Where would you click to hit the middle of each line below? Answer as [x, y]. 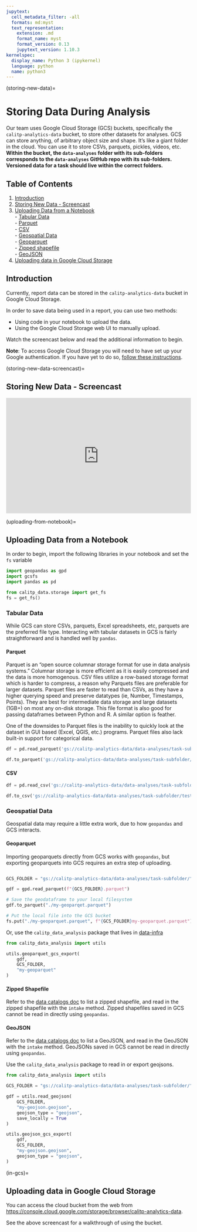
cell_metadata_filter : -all [46, 17]
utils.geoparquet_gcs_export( [43, 953]
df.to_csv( [19, 796]
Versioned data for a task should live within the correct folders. [84, 165]
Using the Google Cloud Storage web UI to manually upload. [87, 328]
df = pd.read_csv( [28, 785]
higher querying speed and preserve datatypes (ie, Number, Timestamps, [95, 696]
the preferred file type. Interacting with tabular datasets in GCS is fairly [91, 632]
